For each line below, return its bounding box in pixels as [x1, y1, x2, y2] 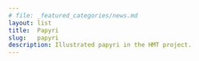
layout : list [8, 19, 52, 27]
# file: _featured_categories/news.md [8, 11, 138, 20]
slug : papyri [8, 33, 59, 42]
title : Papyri [8, 26, 59, 34]
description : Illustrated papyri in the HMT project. [8, 41, 193, 49]
